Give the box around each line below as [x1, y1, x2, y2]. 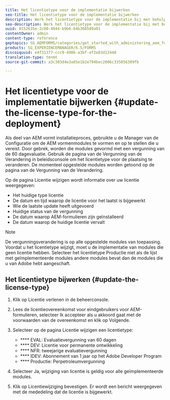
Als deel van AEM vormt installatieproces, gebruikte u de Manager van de [5, 135, 158, 141]
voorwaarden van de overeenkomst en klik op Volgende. [12, 317, 131, 323]
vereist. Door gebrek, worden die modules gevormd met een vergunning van [5, 146, 165, 152]
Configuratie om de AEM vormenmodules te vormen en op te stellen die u [5, 140, 158, 146]
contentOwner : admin [5, 31, 49, 36]
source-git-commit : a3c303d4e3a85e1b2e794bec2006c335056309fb [5, 59, 139, 64]
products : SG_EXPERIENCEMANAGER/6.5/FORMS [5, 45, 96, 50]
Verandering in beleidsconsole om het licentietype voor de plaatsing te [5, 156, 153, 162]
